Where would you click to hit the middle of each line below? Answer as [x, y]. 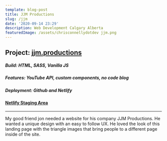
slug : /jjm [16, 19]
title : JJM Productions [30, 14]
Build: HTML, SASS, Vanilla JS [37, 65]
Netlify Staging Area [27, 103]
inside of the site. [23, 134]
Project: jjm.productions [43, 53]
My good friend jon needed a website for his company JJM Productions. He [83, 118]
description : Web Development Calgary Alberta [54, 28]
